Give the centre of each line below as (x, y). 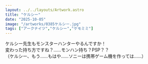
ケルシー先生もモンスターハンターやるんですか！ (56, 44)
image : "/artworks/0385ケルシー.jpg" (43, 24)
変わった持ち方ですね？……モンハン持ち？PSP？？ (57, 50)
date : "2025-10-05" (26, 19)
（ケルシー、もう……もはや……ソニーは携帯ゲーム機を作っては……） (76, 56)
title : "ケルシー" (23, 15)
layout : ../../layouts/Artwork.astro (45, 10)
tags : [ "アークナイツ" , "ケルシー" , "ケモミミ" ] (49, 29)
